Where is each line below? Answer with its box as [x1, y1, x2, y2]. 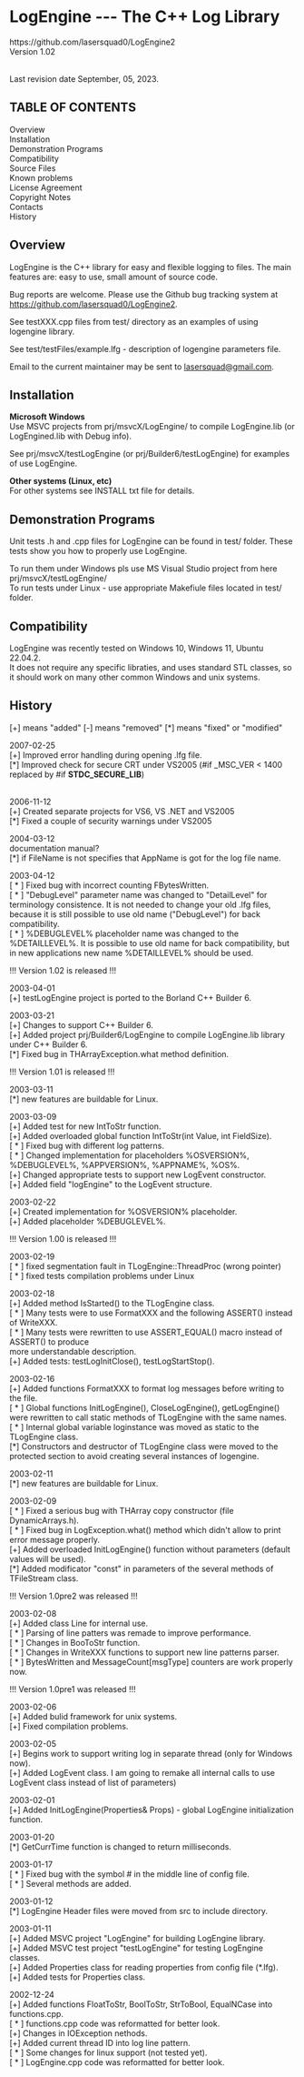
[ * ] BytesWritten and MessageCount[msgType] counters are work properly [9, 1656, 293, 1667]
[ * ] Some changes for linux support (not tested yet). [9, 2047, 208, 2058]
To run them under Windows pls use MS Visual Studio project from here [9, 563, 278, 574]
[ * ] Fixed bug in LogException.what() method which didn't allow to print [9, 1524, 281, 1535]
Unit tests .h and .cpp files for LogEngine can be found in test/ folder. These [9, 536, 293, 547]
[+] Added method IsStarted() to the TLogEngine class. [9, 1297, 215, 1308]
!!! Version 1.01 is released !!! [9, 1066, 115, 1077]
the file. [9, 1392, 38, 1403]
